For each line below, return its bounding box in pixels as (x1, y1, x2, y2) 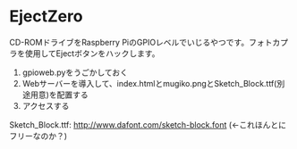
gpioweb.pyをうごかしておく (21, 67, 128, 78)
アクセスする (21, 100, 70, 111)
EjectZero (9, 6, 83, 27)
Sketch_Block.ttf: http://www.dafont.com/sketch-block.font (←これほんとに (9, 119, 287, 130)
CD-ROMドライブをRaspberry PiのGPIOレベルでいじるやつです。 (9, 37, 250, 47)
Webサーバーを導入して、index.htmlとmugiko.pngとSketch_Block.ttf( (21, 78, 277, 88)
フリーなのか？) (9, 130, 68, 141)
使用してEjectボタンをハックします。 (24, 47, 160, 59)
